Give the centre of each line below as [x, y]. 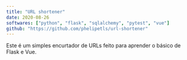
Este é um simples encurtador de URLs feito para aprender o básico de [93, 46]
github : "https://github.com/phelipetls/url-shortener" [77, 28]
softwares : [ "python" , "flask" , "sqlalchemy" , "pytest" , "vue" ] [88, 23]
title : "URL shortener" [36, 12]
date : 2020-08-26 [28, 17]
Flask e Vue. [22, 52]
